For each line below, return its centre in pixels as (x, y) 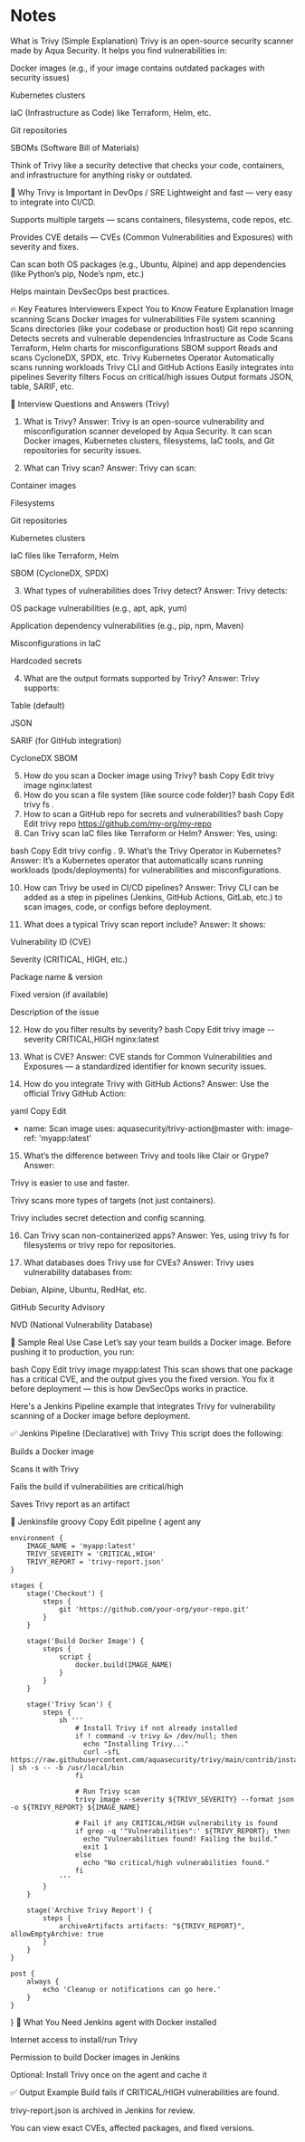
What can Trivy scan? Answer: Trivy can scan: (110, 468)
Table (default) (38, 705)
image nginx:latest (58, 785)
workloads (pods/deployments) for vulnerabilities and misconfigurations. (146, 870)
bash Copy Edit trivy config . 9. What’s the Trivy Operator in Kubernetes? (146, 851)
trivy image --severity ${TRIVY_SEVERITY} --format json (185, 1799)
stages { (27, 1585)
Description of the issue (55, 1012)
